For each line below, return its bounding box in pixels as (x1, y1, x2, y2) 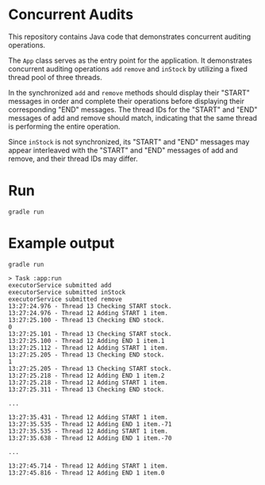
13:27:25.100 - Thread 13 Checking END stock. (8, 316, 165, 324)
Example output (8, 234, 115, 252)
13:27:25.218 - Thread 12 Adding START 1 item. (8, 379, 169, 387)
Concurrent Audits (8, 6, 133, 24)
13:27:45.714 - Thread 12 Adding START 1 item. (8, 462, 169, 470)
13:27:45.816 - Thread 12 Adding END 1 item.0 (8, 468, 165, 477)
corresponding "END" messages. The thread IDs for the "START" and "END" (8, 105, 258, 114)
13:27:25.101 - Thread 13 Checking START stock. (8, 329, 172, 338)
